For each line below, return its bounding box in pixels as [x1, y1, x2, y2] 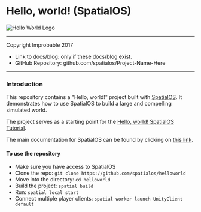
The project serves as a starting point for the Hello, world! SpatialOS [6, 118, 175, 126]
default [14, 201, 34, 208]
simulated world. [6, 106, 47, 114]
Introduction [6, 80, 43, 88]
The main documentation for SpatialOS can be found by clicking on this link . [6, 136, 193, 144]
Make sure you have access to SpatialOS [14, 163, 116, 171]
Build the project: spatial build [14, 182, 94, 190]
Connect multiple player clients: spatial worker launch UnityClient [14, 195, 183, 202]
